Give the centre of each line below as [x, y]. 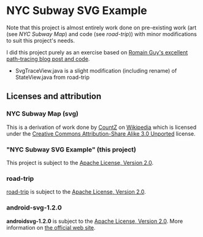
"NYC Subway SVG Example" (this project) [71, 149]
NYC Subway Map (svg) [42, 114]
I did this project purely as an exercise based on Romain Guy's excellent [97, 52]
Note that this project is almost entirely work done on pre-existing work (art [101, 27]
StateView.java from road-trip [52, 77]
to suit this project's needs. [41, 40]
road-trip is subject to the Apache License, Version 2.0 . [76, 192]
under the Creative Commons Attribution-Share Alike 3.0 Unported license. [101, 133]
